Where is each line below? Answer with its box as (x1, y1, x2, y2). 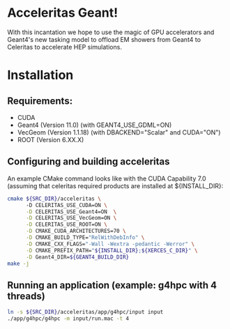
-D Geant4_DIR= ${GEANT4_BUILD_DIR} (25, 253, 130, 261)
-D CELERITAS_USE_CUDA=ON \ (25, 201, 108, 208)
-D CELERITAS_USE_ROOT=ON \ (25, 221, 108, 228)
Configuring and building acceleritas (7, 155, 170, 168)
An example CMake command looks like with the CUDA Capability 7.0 (7, 174, 206, 183)
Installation (7, 68, 74, 83)
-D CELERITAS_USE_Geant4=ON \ (25, 208, 117, 215)
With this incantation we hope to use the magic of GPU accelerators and (7, 28, 215, 36)
